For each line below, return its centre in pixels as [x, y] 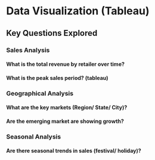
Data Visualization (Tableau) [78, 11]
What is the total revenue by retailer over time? [66, 64]
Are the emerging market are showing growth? [65, 121]
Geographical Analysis [40, 93]
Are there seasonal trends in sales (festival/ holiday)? [74, 151]
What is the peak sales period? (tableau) [57, 78]
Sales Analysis [28, 50]
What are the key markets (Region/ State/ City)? [67, 107]
